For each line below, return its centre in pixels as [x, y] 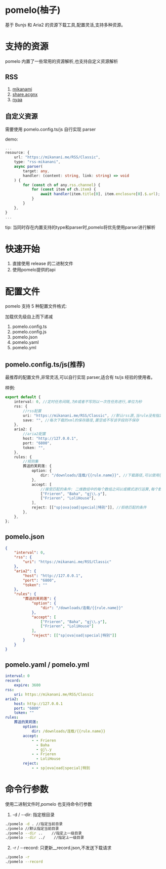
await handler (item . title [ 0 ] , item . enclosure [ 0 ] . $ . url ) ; [100, 194]
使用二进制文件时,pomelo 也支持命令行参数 [49, 804]
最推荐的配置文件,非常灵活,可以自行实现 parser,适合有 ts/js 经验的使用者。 [80, 377]
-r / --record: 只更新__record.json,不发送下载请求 [62, 848]
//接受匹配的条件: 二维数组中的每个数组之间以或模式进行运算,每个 [99, 489]
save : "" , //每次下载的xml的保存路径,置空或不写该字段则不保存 [81, 420]
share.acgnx [25, 94]
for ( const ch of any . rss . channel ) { [62, 185]
